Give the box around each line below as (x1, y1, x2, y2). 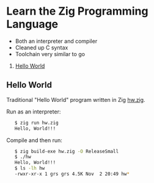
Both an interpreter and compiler (15, 37, 98, 45)
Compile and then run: (6, 136, 63, 144)
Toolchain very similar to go (15, 50, 86, 57)
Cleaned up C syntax (15, 44, 68, 51)
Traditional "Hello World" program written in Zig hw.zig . (6, 96, 145, 103)
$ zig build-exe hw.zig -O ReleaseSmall (14, 148, 119, 154)
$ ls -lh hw (14, 165, 45, 171)
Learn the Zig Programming (6, 4, 148, 18)
